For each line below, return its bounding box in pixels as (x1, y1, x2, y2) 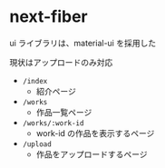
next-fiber (9, 6, 88, 27)
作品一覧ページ (35, 106, 92, 117)
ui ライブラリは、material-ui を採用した (9, 37, 157, 48)
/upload (22, 139, 52, 149)
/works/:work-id (22, 118, 84, 128)
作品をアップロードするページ (35, 148, 148, 160)
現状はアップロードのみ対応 (9, 56, 113, 67)
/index (22, 76, 48, 85)
